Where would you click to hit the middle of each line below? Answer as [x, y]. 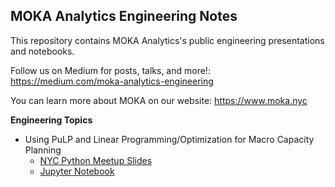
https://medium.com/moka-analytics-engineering [112, 81]
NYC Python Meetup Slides [96, 160]
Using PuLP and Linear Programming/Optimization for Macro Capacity [169, 139]
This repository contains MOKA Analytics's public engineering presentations [167, 40]
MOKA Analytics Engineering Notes [124, 16]
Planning [43, 150]
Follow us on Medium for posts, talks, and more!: [110, 70]
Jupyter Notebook [77, 171]
